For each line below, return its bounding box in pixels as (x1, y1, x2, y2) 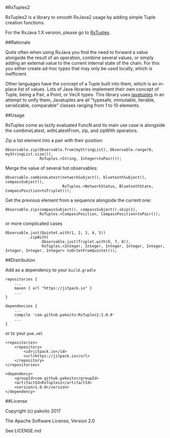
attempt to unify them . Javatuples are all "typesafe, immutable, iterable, (5, 97, 155, 103)
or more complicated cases (5, 221, 63, 226)
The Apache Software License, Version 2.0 (5, 418, 95, 424)
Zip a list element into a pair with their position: (5, 138, 103, 143)
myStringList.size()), (5, 152, 53, 157)
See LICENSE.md (5, 428, 42, 433)
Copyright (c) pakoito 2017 (5, 408, 61, 414)
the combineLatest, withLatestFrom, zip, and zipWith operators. (5, 127, 138, 133)
